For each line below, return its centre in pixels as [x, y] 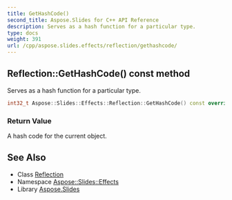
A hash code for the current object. [57, 136]
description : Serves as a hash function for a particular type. [101, 26]
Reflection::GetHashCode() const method [99, 74]
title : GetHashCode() [38, 13]
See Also [27, 157]
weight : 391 [24, 39]
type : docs [23, 33]
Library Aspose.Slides [48, 189]
